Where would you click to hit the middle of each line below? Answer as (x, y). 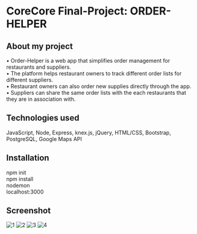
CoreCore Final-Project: (67, 11)
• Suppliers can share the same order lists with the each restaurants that (96, 93)
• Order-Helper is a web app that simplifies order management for (88, 61)
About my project (40, 46)
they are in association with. (41, 99)
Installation (28, 158)
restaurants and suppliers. (39, 67)
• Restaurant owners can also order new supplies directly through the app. (99, 86)
